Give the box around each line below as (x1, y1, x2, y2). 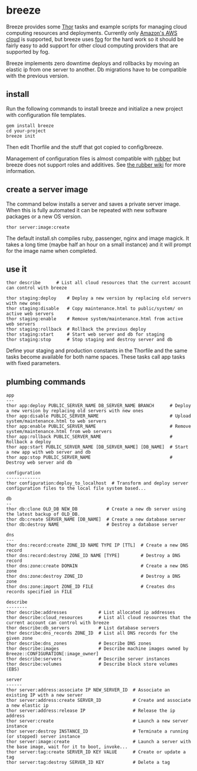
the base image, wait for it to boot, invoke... (6, 744, 128, 750)
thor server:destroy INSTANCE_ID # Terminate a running (6, 728, 189, 734)
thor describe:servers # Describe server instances (6, 656, 170, 662)
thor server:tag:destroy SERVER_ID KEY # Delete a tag (6, 760, 170, 766)
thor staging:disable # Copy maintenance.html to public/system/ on (6, 305, 183, 312)
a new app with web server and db (6, 450, 91, 456)
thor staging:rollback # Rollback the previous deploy (6, 326, 146, 333)
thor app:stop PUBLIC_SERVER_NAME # (6, 454, 173, 461)
